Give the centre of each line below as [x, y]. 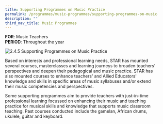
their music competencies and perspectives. [49, 86]
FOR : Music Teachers [27, 37]
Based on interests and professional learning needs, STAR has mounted [77, 61]
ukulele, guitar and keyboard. [34, 116]
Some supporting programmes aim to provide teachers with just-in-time [77, 96]
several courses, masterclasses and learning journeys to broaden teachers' [80, 66]
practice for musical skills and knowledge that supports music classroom [78, 106]
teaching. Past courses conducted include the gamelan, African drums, [76, 111]
